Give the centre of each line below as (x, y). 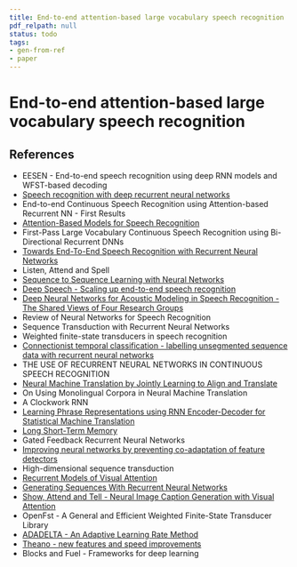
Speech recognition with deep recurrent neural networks (126, 195)
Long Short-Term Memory (70, 431)
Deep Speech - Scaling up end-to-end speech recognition (129, 289)
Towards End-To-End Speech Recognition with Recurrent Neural (140, 251)
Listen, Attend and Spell (65, 270)
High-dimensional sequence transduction (98, 468)
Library (35, 525)
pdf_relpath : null (43, 26)
